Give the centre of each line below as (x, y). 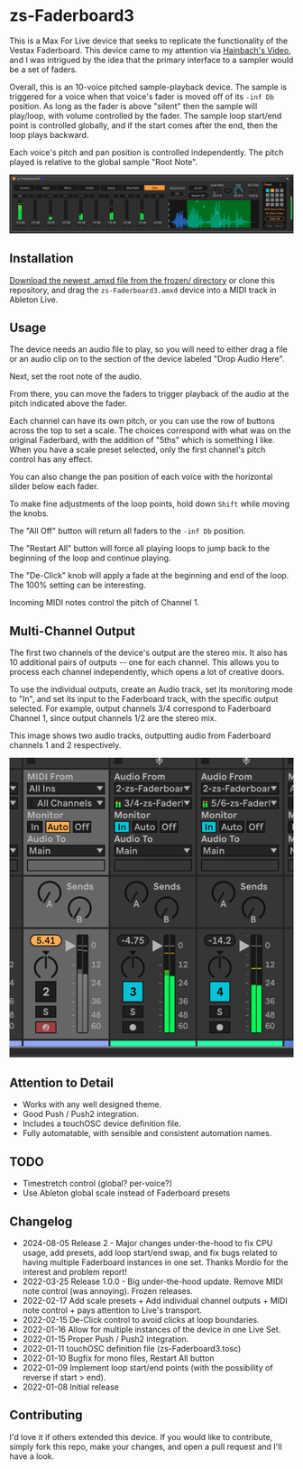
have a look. (32, 1456)
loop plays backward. (49, 134)
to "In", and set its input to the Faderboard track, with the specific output (144, 699)
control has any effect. (51, 459)
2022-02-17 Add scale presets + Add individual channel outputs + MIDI (155, 1300)
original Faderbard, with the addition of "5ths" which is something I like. (142, 440)
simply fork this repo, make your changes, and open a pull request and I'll (146, 1446)
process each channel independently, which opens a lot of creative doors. (147, 672)
